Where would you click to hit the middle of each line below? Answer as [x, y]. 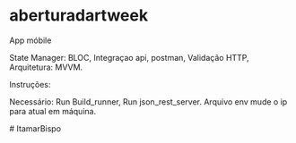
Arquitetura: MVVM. [46, 67]
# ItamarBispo [35, 128]
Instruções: [30, 84]
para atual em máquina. [53, 111]
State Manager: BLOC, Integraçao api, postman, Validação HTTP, [129, 57]
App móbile [30, 40]
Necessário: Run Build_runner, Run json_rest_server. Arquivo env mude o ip [148, 101]
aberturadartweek [79, 16]
